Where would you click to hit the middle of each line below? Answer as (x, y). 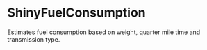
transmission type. (34, 39)
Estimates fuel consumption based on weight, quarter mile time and (104, 32)
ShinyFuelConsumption (76, 13)
